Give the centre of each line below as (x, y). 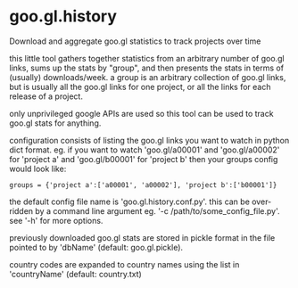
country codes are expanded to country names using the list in (124, 264)
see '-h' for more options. (56, 220)
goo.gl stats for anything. (55, 123)
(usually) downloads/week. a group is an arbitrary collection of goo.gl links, (148, 77)
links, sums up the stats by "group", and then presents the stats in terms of (146, 68)
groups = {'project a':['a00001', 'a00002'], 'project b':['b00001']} (143, 185)
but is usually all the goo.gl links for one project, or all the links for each (140, 86)
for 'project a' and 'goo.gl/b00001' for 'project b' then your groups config (144, 159)
